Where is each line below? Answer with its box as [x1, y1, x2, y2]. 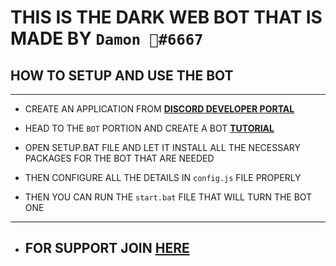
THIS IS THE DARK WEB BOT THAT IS [10, 6, 323, 29]
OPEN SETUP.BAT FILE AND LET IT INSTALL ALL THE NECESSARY [24, 142, 302, 153]
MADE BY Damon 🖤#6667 [10, 27, 204, 50]
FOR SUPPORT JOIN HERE [24, 240, 190, 257]
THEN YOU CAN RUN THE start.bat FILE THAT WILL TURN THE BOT [24, 191, 313, 203]
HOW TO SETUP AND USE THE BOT [10, 67, 234, 84]
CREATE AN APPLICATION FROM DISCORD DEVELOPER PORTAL [24, 103, 295, 115]
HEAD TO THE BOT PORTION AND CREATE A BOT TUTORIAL [24, 122, 275, 134]
